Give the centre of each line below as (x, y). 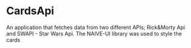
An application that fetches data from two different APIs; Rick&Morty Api (95, 27)
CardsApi (30, 11)
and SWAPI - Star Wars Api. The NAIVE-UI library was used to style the (94, 33)
